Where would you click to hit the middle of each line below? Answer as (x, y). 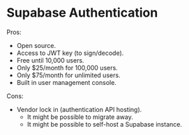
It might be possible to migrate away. (80, 117)
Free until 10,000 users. (50, 60)
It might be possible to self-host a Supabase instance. (105, 124)
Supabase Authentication (82, 13)
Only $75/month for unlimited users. (68, 75)
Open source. (36, 45)
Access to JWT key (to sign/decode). (70, 53)
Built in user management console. (66, 82)
